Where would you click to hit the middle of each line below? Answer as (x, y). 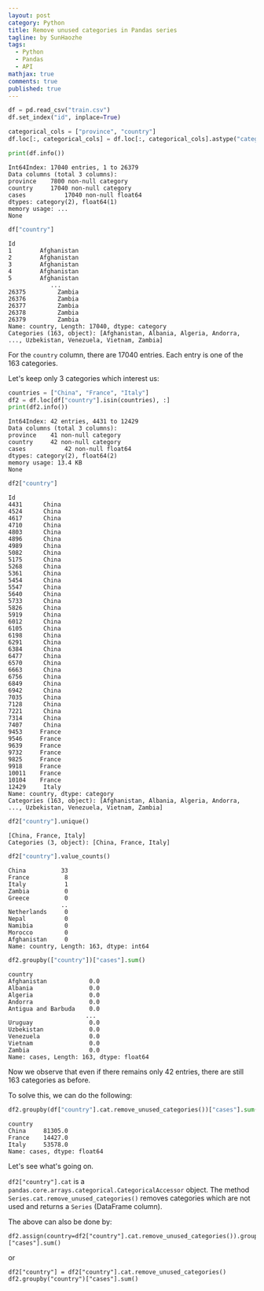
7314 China (35, 718)
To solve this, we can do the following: (70, 1095)
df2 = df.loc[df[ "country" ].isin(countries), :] (89, 400)
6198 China (35, 636)
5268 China (35, 567)
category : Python (37, 23)
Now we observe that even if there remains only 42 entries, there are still (126, 1071)
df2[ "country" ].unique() (49, 822)
